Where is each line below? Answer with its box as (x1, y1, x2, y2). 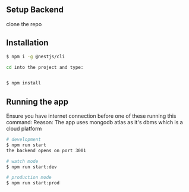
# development (6, 137, 42, 143)
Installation (6, 38, 49, 48)
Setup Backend (6, 5, 64, 15)
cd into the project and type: (6, 64, 84, 70)
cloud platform (6, 125, 42, 133)
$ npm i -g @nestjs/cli (6, 53, 65, 59)
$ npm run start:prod (6, 180, 60, 186)
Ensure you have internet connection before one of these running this (6, 112, 177, 119)
